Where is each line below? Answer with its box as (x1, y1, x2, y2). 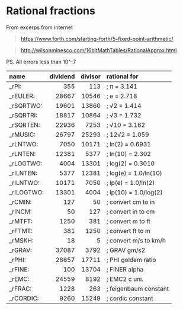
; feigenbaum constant (106, 285, 169, 293)
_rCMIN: (9, 197, 32, 206)
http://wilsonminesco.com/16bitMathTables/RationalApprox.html (20, 46, 177, 54)
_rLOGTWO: (9, 159, 43, 167)
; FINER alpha (106, 265, 144, 273)
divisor (81, 72, 101, 81)
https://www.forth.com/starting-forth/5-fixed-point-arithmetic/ (20, 35, 174, 42)
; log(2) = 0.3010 (106, 159, 155, 167)
